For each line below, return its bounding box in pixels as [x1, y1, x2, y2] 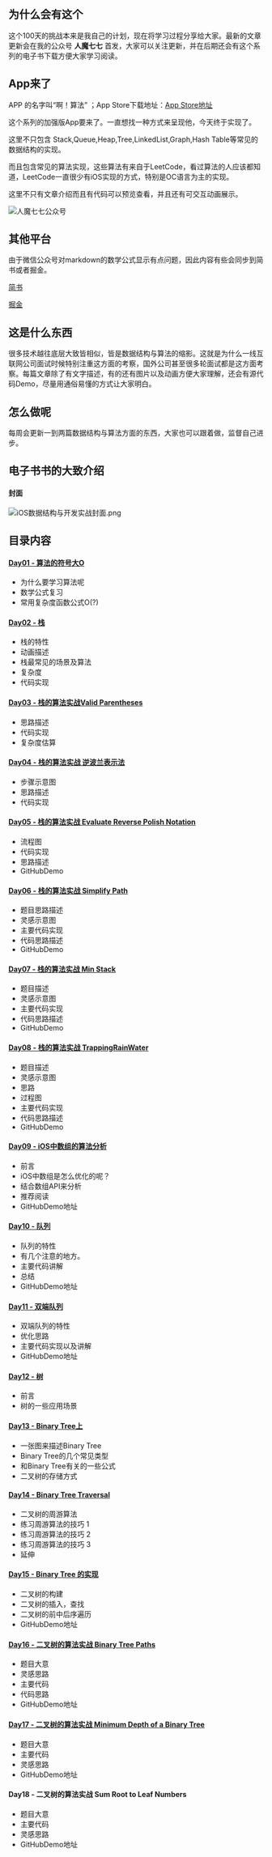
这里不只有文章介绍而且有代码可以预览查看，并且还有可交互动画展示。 [8, 189, 243, 198]
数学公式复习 [19, 588, 63, 597]
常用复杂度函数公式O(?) [19, 597, 99, 607]
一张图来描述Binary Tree [19, 1440, 102, 1451]
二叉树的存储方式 [19, 1471, 78, 1481]
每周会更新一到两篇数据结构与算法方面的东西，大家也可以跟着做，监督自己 [8, 428, 257, 438]
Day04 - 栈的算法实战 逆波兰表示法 [8, 758, 125, 767]
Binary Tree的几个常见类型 [19, 1451, 109, 1460]
